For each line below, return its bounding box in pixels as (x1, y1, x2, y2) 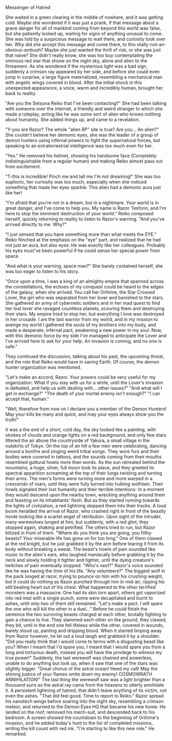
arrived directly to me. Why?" (5, 221, 68, 227)
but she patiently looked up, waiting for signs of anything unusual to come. (5, 31, 163, 36)
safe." (5, 344, 18, 349)
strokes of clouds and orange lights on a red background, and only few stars (5, 432, 166, 438)
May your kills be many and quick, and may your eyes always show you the (5, 411, 164, 417)
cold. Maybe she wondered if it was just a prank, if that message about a (5, 20, 159, 26)
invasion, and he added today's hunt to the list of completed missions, (5, 720, 153, 726)
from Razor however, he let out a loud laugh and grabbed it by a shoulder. (5, 633, 160, 639)
